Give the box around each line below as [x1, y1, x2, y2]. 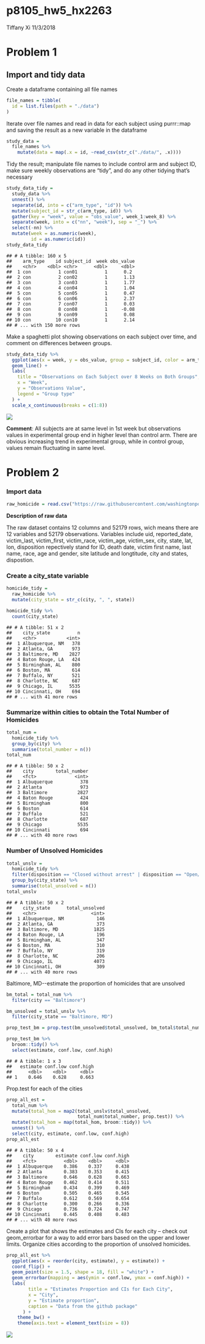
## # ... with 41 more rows [6, 693, 78, 700]
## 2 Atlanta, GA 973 [6, 646, 81, 652]
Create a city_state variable [6, 571, 89, 580]
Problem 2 [6, 465, 59, 479]
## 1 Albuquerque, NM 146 [6, 915, 105, 921]
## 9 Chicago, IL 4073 [6, 958, 105, 964]
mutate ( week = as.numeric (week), [12, 231, 97, 237]
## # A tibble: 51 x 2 [6, 624, 64, 631]
